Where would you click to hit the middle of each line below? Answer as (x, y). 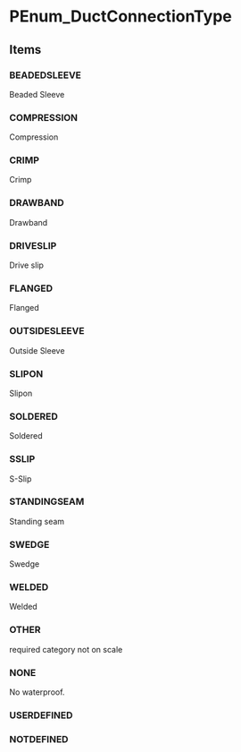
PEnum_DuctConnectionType (120, 17)
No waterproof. (37, 692)
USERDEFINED (41, 715)
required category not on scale (66, 649)
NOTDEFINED (39, 739)
